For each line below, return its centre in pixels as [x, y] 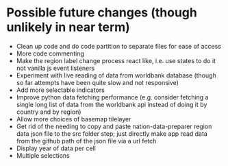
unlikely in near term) [68, 27]
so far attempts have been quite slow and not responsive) [98, 82]
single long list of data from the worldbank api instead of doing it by [112, 104]
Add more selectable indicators [61, 90]
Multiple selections [43, 155]
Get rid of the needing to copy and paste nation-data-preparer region [114, 126]
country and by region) [49, 112]
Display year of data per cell [56, 148]
